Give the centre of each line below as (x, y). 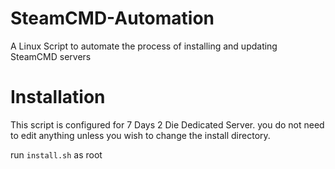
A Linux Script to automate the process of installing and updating (144, 46)
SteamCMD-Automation (112, 18)
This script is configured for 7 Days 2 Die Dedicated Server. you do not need (167, 124)
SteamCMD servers (51, 56)
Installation (58, 97)
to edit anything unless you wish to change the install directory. (140, 135)
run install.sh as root (56, 154)
